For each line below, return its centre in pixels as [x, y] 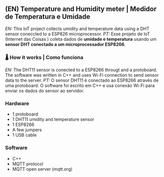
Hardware [17, 104]
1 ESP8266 [23, 125]
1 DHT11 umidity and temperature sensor [53, 119]
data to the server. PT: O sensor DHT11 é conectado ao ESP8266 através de [82, 80]
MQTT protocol [28, 164]
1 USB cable [24, 135]
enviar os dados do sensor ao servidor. [45, 91]
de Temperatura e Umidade [48, 17]
